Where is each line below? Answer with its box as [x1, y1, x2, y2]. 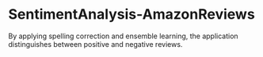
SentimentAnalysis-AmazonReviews [8, 5, 255, 23]
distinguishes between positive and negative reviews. [8, 39, 183, 48]
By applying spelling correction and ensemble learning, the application [8, 31, 239, 41]
